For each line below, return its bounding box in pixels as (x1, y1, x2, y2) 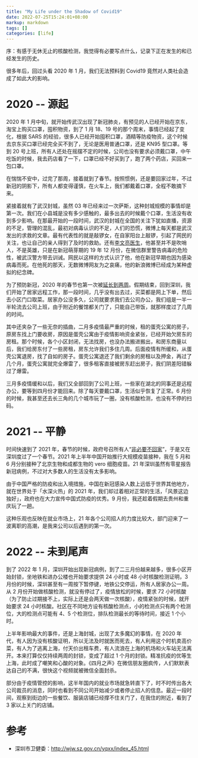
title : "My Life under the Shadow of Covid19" (6, 8, 123, 15)
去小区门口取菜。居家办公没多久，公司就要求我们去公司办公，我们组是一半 (6, 296, 187, 303)
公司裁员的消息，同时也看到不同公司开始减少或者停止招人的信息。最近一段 (6, 687, 187, 694)
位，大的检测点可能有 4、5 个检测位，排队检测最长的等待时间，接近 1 (6, 610, 174, 617)
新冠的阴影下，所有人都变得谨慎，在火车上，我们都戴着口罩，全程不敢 (6, 182, 177, 189)
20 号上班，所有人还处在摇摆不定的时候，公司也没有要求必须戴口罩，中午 (12, 148, 192, 155)
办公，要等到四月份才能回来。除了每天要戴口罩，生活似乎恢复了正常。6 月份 (6, 388, 192, 395)
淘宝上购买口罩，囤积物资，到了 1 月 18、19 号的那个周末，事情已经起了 (6, 126, 180, 133)
